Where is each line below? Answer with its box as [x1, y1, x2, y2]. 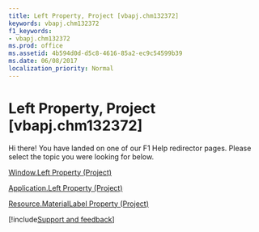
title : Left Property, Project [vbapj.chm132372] [8, 11, 180, 20]
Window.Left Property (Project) [8, 167, 112, 177]
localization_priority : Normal [8, 65, 114, 73]
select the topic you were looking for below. [8, 151, 155, 162]
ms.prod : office [8, 42, 63, 50]
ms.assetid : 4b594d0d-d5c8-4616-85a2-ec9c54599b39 [8, 49, 183, 57]
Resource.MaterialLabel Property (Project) [8, 199, 150, 209]
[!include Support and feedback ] [8, 214, 115, 224]
